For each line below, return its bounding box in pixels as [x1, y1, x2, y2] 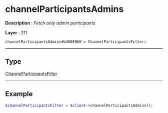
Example [5, 90, 33, 98]
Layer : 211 [5, 29, 27, 35]
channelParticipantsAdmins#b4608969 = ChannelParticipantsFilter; [5, 39, 146, 44]
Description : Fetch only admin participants [5, 20, 95, 26]
